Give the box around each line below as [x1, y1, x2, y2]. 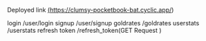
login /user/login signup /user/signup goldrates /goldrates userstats [7, 19, 200, 27]
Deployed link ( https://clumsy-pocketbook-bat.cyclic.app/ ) [7, 6, 174, 14]
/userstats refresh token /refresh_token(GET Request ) [7, 27, 162, 34]
